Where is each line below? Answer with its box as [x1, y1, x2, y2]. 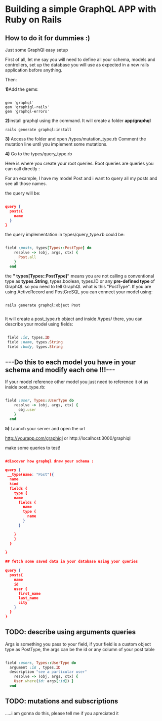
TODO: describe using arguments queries [5, 628, 136, 636]
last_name [18, 595, 39, 601]
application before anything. [5, 67, 63, 73]
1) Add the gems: [5, 86, 39, 92]
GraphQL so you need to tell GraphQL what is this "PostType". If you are [5, 283, 152, 289]
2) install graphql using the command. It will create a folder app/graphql [5, 118, 151, 124]
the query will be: [5, 190, 40, 196]
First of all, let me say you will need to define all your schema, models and [5, 57, 156, 63]
